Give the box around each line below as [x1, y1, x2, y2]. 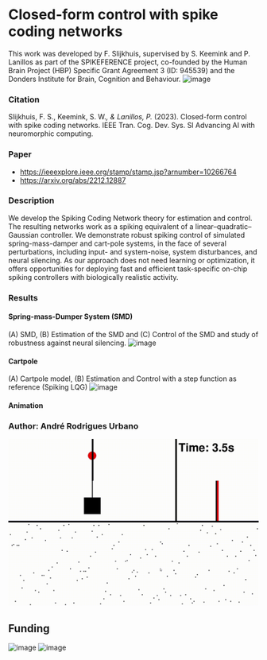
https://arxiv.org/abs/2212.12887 [19, 175, 126, 184]
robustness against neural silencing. [8, 338, 127, 347]
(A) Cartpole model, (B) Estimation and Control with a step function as [8, 374, 237, 383]
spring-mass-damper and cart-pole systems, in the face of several [8, 239, 226, 248]
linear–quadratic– [195, 221, 252, 231]
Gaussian [8, 230, 39, 239]
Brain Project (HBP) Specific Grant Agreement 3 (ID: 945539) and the [8, 65, 235, 75]
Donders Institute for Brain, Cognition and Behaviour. [8, 74, 181, 83]
